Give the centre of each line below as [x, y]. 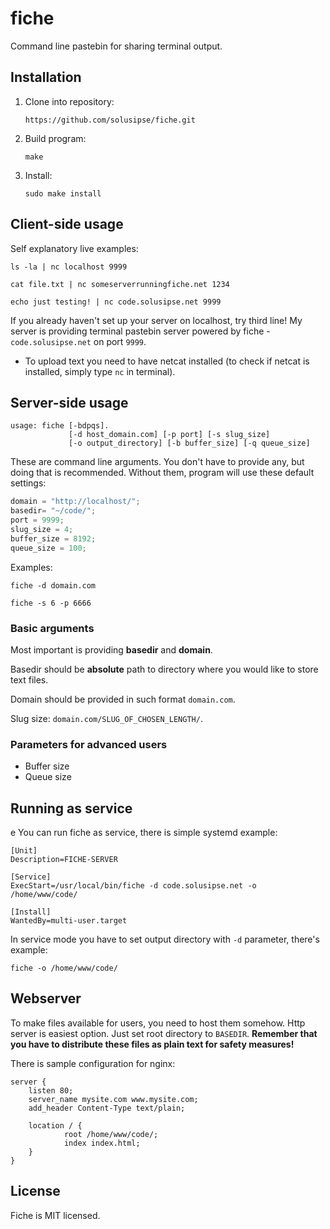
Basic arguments [52, 628]
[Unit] [24, 851]
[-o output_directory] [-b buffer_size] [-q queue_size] [189, 443]
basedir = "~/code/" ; [53, 511]
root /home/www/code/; [111, 1134]
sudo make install [63, 193]
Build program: [55, 138]
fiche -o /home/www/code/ [64, 968]
